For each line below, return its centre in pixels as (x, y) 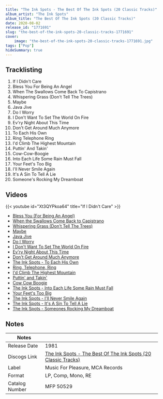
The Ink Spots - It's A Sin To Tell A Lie (50, 303)
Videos (16, 195)
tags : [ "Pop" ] (20, 46)
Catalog (17, 383)
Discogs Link (23, 356)
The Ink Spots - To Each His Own (45, 262)
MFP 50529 (59, 386)
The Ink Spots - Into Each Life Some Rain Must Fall (63, 288)
